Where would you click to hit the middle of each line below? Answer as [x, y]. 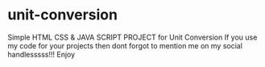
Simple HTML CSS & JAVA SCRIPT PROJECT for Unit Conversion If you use [132, 37]
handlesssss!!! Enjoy [41, 54]
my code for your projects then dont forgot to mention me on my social [125, 45]
